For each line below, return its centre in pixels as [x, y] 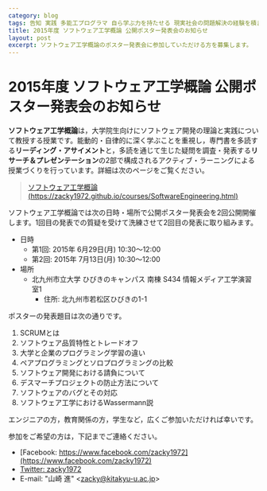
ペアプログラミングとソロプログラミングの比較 [96, 363]
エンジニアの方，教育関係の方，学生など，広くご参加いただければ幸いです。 [133, 419]
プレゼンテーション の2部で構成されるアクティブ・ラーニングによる [145, 161]
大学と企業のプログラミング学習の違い [82, 353]
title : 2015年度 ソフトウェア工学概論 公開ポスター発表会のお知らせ [108, 30]
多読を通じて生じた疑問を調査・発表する [185, 150]
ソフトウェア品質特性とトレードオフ [79, 343]
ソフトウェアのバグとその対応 [68, 393]
